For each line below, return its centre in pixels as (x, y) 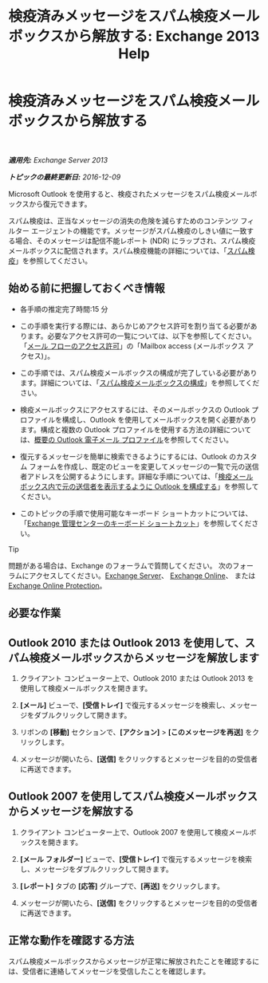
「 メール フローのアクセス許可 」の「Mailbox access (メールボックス (132, 346)
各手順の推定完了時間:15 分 (64, 309)
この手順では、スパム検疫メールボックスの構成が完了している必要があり (138, 372)
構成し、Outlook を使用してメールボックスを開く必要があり (160, 419)
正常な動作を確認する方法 (71, 940)
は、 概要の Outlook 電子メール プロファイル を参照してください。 (126, 439)
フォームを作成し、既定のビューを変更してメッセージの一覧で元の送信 (144, 466)
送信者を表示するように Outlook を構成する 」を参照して (167, 486)
